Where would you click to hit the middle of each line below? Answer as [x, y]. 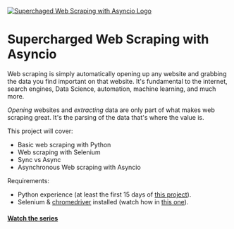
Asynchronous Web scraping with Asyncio [79, 167]
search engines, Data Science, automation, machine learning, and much [112, 89]
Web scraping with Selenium [59, 152]
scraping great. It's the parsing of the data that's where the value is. [106, 117]
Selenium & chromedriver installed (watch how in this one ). [103, 202]
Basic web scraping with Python [64, 144]
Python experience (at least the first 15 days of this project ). [104, 194]
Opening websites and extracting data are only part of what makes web [111, 110]
